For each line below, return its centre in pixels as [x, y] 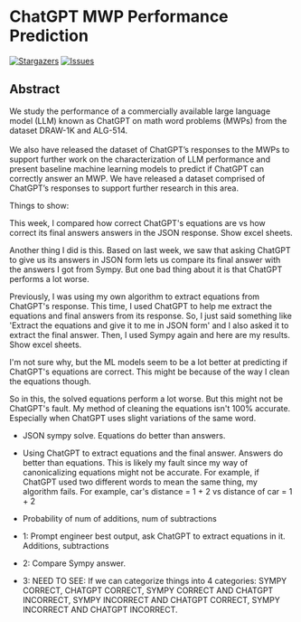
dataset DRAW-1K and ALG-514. [69, 130]
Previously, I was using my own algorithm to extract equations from [135, 297]
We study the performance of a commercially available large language [140, 111]
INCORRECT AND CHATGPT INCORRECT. [100, 609]
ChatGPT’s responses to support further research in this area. [124, 188]
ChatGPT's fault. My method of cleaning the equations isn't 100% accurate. [150, 408]
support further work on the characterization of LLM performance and [140, 159]
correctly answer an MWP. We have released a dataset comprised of [137, 178]
